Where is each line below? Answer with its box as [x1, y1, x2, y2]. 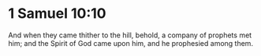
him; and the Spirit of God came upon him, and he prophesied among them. [8, 38, 254, 47]
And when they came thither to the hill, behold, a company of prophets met [8, 30, 252, 40]
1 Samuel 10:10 [8, 5, 106, 23]
